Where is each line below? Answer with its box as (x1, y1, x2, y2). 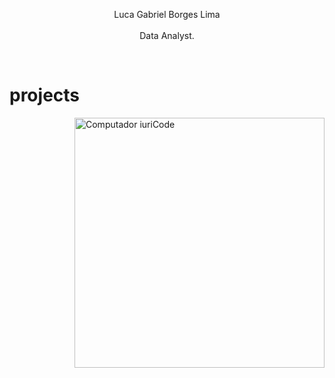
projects (9, 84, 81, 107)
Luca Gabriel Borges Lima (113, 9, 221, 20)
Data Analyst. (139, 30, 195, 41)
